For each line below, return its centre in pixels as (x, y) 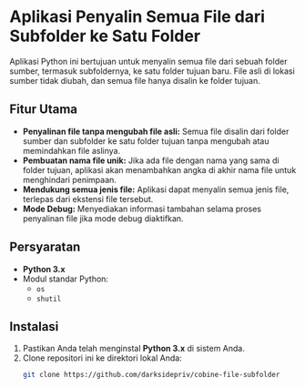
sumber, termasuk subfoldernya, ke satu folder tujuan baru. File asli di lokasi (152, 71)
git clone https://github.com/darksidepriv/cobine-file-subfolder (151, 375)
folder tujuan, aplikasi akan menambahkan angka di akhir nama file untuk (159, 169)
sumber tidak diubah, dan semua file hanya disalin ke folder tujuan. (135, 80)
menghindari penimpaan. (69, 179)
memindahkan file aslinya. (71, 150)
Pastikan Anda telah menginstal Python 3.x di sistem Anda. (134, 349)
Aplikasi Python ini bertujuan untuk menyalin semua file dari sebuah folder (148, 61)
